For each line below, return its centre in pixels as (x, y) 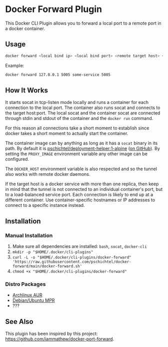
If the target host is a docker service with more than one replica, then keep (82, 184)
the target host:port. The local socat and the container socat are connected (83, 113)
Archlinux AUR (27, 295)
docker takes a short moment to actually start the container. (67, 134)
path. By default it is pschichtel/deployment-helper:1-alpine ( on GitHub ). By (82, 149)
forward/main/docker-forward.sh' (47, 266)
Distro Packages (25, 284)
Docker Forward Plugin (54, 9)
